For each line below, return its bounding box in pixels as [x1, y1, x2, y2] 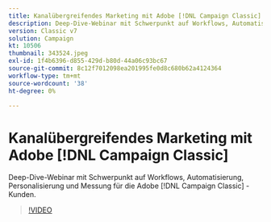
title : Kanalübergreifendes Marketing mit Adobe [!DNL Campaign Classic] [8, 11, 262, 20]
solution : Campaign [8, 34, 74, 43]
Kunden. [8, 190, 36, 199]
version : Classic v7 [8, 27, 78, 35]
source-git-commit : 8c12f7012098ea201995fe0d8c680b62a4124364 [8, 65, 222, 73]
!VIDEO [27, 205, 52, 215]
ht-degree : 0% [8, 86, 56, 95]
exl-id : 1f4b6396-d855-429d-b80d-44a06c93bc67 [8, 57, 168, 65]
